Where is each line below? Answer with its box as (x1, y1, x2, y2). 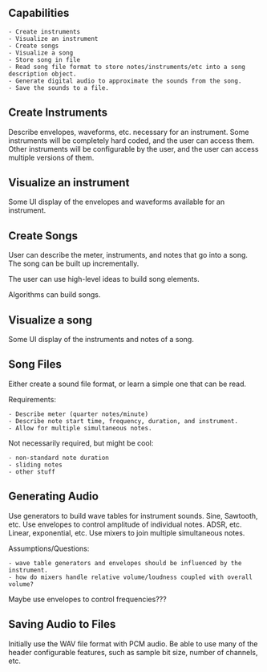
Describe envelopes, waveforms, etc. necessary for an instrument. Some (8, 127, 249, 136)
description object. (8, 70, 78, 78)
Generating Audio (8, 490, 99, 503)
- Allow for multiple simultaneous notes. (8, 424, 152, 432)
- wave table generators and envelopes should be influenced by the (8, 559, 242, 567)
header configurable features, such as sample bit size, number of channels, (8, 647, 258, 657)
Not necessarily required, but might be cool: (8, 438, 154, 448)
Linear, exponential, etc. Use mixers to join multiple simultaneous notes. (8, 527, 245, 537)
